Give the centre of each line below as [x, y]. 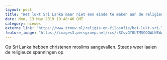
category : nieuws [23, 24]
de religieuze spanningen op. [35, 52]
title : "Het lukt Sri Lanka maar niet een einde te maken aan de [74, 14]
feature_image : [21, 33]
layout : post [19, 10]
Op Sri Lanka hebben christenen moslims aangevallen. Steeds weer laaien [81, 47]
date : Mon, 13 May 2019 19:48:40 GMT [44, 19]
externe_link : [20, 28]
